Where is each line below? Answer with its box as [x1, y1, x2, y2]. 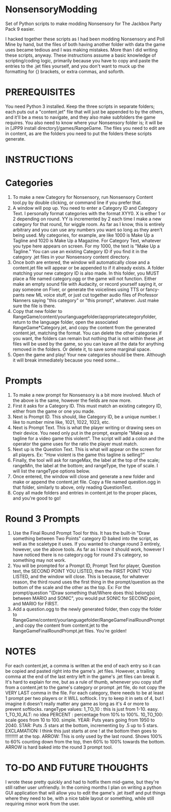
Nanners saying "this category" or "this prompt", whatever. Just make [12, 298, 159, 303]
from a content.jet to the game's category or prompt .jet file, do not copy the [5, 684, 165, 690]
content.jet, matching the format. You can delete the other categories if [12, 330, 162, 336]
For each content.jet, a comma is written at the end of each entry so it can [5, 662, 161, 668]
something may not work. [12, 557, 66, 563]
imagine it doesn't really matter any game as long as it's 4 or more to [5, 701, 149, 707]
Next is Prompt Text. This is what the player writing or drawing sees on [12, 424, 161, 431]
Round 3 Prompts [5, 513, 80, 525]
